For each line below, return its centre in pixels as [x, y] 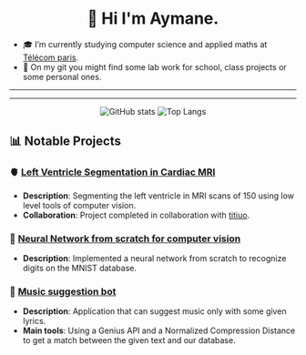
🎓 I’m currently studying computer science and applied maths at [145, 44]
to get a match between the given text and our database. [129, 340]
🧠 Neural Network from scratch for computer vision [125, 238]
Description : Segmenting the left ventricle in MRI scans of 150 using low [158, 196]
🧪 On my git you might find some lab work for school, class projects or [154, 66]
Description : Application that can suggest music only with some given [154, 311]
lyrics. [34, 321]
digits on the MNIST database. [80, 268]
